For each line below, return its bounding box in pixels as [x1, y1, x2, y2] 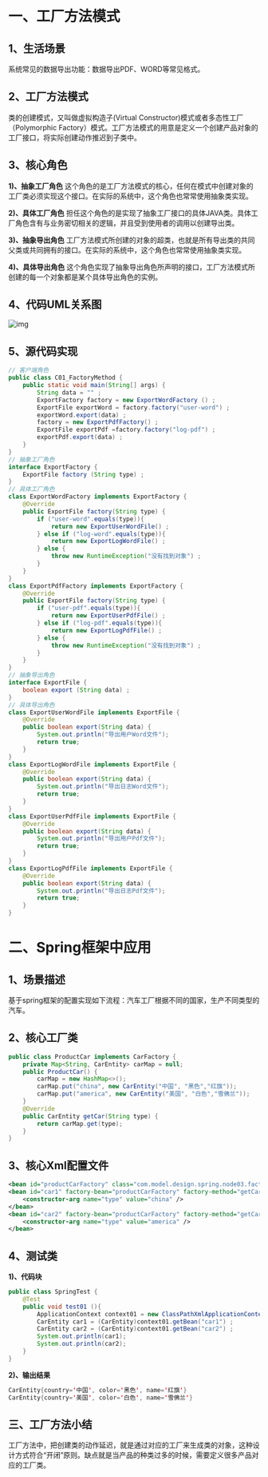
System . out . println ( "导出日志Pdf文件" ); [37, 887, 166, 895]
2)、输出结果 [8, 1370, 51, 1379]
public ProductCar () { [22, 1068, 98, 1076]
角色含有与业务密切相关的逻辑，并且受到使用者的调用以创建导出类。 [14, 218, 239, 228]
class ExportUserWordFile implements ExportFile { [8, 709, 180, 717]
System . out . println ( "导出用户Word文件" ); [37, 731, 169, 739]
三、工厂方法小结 [8, 1417, 93, 1431]
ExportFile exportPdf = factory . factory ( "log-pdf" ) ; [37, 425, 216, 434]
